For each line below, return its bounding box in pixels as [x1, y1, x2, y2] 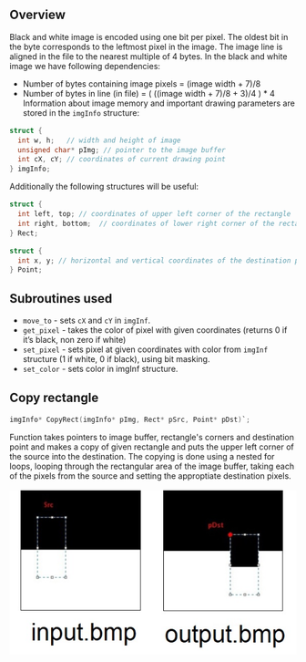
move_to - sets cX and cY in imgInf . [22, 315, 151, 326]
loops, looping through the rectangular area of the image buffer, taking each [9, 460, 294, 471]
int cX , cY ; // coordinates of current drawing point [17, 155, 226, 164]
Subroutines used [9, 291, 113, 306]
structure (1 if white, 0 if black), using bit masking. [22, 354, 210, 365]
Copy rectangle [9, 389, 99, 405]
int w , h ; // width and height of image [17, 136, 181, 145]
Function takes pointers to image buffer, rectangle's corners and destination [9, 431, 294, 442]
